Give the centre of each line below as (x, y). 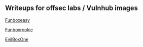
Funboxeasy (18, 20)
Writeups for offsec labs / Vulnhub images (71, 8)
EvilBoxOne (17, 39)
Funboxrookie (19, 30)
